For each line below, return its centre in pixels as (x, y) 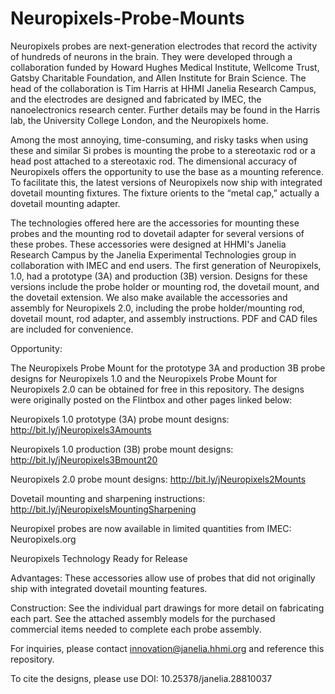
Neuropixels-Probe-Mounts (127, 18)
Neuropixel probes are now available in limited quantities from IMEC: (151, 528)
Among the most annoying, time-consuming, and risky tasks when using (159, 139)
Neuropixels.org (43, 539)
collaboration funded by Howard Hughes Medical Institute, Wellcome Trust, (165, 67)
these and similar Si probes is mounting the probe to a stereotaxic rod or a (163, 150)
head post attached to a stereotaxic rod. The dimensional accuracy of (154, 161)
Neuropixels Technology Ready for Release (99, 558)
